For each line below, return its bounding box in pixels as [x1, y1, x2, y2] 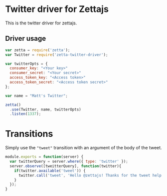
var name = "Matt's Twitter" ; [5, 93, 68, 98]
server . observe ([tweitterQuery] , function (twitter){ [9, 163, 122, 169]
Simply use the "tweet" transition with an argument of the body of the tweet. [5, 145, 162, 151]
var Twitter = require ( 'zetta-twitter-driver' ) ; [5, 52, 108, 57]
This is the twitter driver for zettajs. [5, 20, 77, 26]
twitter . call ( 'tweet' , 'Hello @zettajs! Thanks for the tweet [18, 173, 151, 178]
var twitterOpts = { [5, 61, 48, 66]
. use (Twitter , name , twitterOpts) [9, 107, 81, 112]
